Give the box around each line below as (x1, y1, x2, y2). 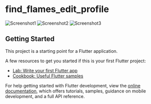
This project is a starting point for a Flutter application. (5, 48, 118, 54)
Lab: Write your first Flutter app (12, 67, 78, 73)
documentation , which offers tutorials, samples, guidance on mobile (5, 88, 146, 94)
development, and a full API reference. (5, 93, 85, 99)
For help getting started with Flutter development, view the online (5, 82, 141, 88)
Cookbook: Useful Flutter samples (12, 73, 84, 79)
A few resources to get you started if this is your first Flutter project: (5, 58, 146, 64)
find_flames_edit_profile (5, 4, 109, 15)
